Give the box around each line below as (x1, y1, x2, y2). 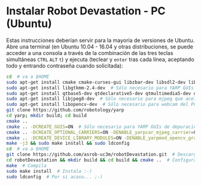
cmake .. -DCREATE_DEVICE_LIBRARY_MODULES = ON (6, 135, 121, 141)
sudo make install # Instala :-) (6, 168, 93, 174)
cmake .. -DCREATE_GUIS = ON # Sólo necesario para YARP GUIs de (6, 124, 170, 130)
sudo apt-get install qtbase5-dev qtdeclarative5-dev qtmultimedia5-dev (6, 90, 191, 96)
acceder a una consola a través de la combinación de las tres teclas (6, 49, 173, 56)
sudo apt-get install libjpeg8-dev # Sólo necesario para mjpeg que (6, 96, 184, 102)
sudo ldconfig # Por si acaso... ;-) (6, 173, 103, 180)
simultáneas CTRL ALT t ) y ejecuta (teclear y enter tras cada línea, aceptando (6, 56, 194, 63)
